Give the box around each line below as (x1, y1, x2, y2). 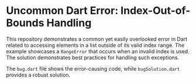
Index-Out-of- (121, 4, 191, 17)
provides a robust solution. (6, 71, 71, 78)
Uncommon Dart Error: (6, 4, 119, 17)
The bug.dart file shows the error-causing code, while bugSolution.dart (6, 65, 180, 72)
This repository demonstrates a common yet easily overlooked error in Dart (6, 35, 188, 42)
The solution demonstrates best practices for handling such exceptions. (6, 54, 180, 61)
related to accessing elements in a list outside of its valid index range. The (6, 42, 185, 49)
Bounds (6, 16, 44, 30)
